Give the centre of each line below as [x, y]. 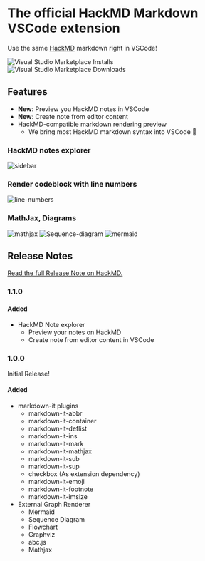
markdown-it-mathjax [60, 451]
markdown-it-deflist [58, 428]
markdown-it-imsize [58, 497]
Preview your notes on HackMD [75, 332]
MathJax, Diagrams [42, 218]
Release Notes [40, 256]
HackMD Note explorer [51, 324]
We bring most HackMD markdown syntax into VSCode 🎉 [112, 132]
